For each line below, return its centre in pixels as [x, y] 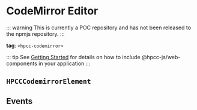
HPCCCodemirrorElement [49, 82]
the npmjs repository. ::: [35, 33]
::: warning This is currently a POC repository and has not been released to [98, 27]
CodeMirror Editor [52, 11]
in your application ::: [65, 63]
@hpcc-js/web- [161, 57]
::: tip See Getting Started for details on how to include [73, 57]
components [22, 63]
